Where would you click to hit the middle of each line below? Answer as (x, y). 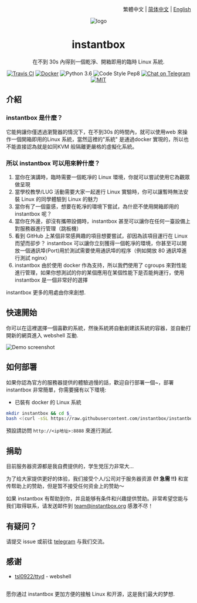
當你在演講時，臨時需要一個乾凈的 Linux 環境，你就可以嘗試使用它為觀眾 (102, 177)
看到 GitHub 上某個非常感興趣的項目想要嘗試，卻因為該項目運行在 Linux (101, 236)
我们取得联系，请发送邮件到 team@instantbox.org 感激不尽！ (80, 506)
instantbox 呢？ (33, 213)
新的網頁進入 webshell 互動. (45, 335)
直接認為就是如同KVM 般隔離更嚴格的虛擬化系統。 (77, 146)
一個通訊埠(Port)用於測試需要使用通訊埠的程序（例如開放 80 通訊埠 (101, 250)
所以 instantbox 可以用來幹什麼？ (53, 163)
